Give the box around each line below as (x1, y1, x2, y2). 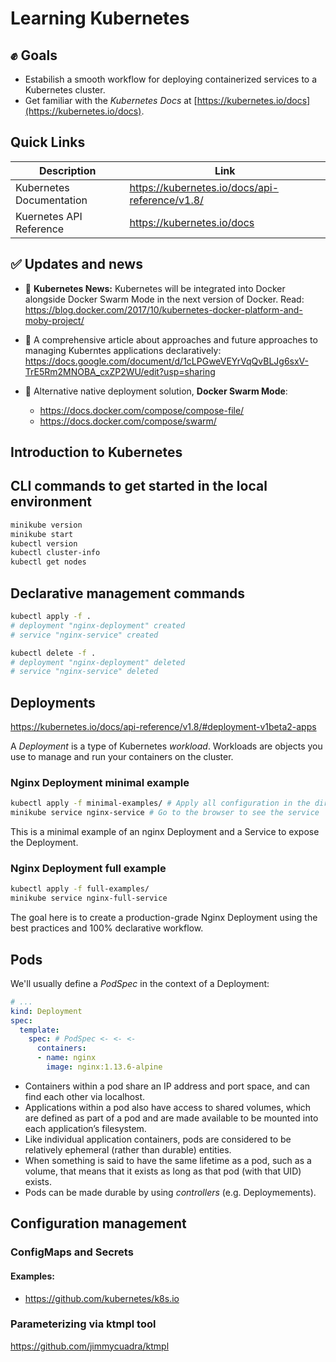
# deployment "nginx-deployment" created (10, 620, 186, 631)
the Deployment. (10, 837, 79, 849)
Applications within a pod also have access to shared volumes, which (24, 1101, 312, 1113)
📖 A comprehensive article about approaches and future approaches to (24, 333, 318, 346)
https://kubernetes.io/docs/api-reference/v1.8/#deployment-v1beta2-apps (10, 721, 317, 733)
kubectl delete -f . (10, 648, 97, 658)
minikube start (10, 529, 74, 539)
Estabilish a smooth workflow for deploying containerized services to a (24, 73, 318, 85)
